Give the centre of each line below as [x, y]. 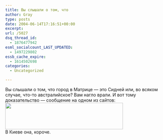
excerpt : [14, 29]
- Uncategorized [27, 71]
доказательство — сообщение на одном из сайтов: [60, 100]
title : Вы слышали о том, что [37, 10]
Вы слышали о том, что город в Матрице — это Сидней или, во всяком [82, 89]
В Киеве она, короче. [28, 132]
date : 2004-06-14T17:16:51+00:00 [40, 24]
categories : [18, 66]
